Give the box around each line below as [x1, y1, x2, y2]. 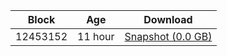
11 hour [77, 30, 115, 43]
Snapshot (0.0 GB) [124, 30, 213, 43]
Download [143, 13, 193, 26]
